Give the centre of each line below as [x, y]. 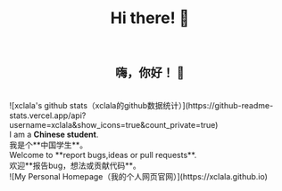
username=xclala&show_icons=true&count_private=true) [114, 124]
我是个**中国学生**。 [49, 145]
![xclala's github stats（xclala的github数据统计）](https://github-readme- [141, 105]
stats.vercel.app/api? [48, 115]
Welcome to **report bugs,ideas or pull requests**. [103, 155]
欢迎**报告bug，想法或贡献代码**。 [75, 165]
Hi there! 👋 [150, 18]
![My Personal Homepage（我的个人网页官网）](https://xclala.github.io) [138, 176]
